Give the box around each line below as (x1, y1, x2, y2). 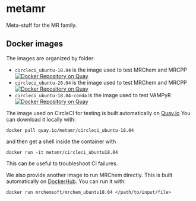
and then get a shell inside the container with (6, 138, 116, 145)
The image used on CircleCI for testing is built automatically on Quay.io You (6, 109, 191, 116)
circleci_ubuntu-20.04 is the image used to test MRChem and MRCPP (14, 79, 187, 86)
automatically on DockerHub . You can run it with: (6, 178, 126, 185)
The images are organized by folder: (6, 54, 95, 61)
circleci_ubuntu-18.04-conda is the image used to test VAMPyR (14, 91, 171, 98)
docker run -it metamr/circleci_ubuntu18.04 (6, 149, 118, 155)
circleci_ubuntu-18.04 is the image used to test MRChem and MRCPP (14, 66, 187, 73)
